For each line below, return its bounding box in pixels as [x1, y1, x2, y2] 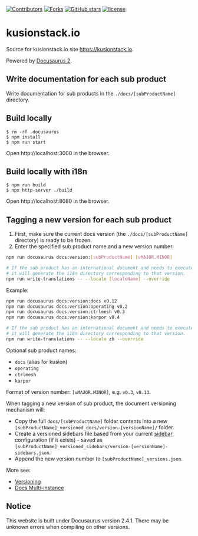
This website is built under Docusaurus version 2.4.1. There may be [6, 517, 169, 524]
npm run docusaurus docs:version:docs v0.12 [6, 298, 117, 304]
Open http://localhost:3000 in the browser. [6, 149, 110, 156]
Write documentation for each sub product [6, 74, 167, 84]
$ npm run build [6, 182, 46, 188]
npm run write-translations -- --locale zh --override [6, 336, 144, 342]
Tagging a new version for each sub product [6, 215, 172, 225]
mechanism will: [6, 406, 45, 413]
